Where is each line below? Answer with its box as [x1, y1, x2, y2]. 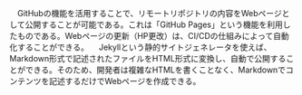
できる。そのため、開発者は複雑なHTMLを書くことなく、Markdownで [24, 64, 287, 75]
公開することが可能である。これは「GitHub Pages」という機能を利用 [24, 19, 283, 30]
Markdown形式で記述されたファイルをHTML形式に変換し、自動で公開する [9, 53, 287, 63]
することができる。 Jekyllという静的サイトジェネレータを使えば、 [16, 42, 272, 52]
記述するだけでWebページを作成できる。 [48, 76, 201, 86]
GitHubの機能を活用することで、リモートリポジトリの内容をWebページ [16, 8, 283, 18]
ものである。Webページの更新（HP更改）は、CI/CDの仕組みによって [16, 31, 274, 41]
